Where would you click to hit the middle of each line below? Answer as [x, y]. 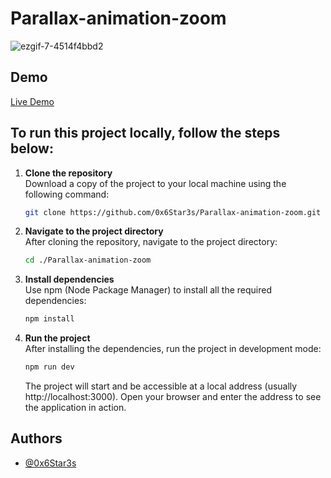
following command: [67, 194]
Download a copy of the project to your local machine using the [155, 183]
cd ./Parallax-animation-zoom [88, 260]
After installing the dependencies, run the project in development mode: [173, 349]
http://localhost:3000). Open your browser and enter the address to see [173, 397]
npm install [49, 319]
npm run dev [49, 367]
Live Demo [32, 101]
